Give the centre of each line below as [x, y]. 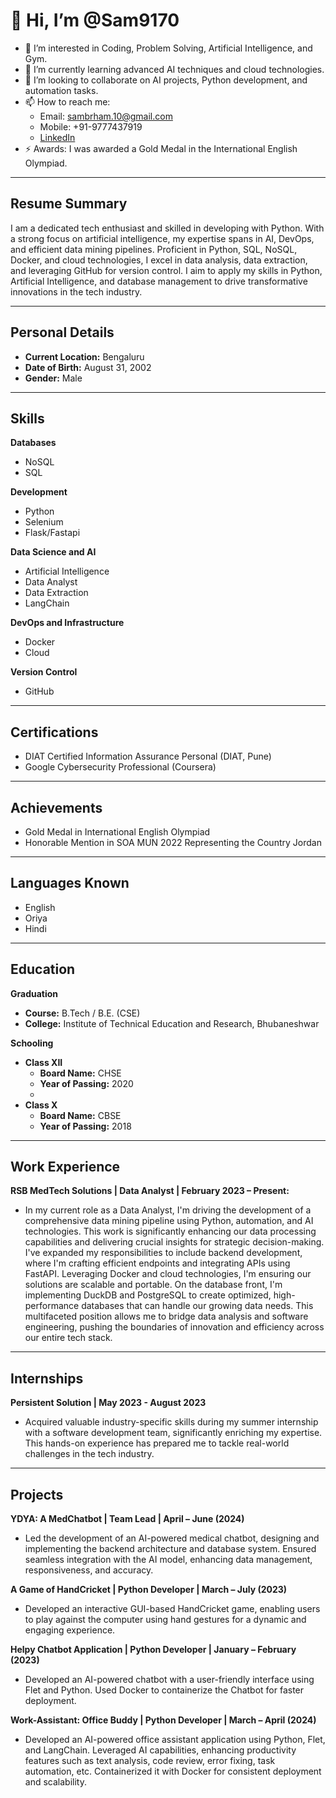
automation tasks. [61, 90]
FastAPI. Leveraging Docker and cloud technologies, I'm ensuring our [168, 1274]
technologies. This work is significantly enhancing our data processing [170, 1231]
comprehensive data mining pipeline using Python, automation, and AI [169, 1221]
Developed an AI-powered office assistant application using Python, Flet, [175, 1740]
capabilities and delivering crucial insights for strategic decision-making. [174, 1242]
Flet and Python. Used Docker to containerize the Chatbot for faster [164, 1690]
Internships [47, 1378]
